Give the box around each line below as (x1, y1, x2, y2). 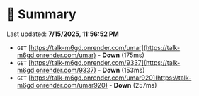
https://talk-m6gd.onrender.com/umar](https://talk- (30, 43, 181, 52)
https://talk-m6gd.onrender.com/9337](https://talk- (30, 58, 181, 66)
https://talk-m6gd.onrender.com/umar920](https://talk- (30, 73, 192, 82)
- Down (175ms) (97, 51, 144, 59)
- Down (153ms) (97, 66, 145, 74)
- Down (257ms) (108, 80, 157, 89)
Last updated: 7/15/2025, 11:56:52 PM (6, 30, 120, 38)
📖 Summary (6, 6, 76, 23)
